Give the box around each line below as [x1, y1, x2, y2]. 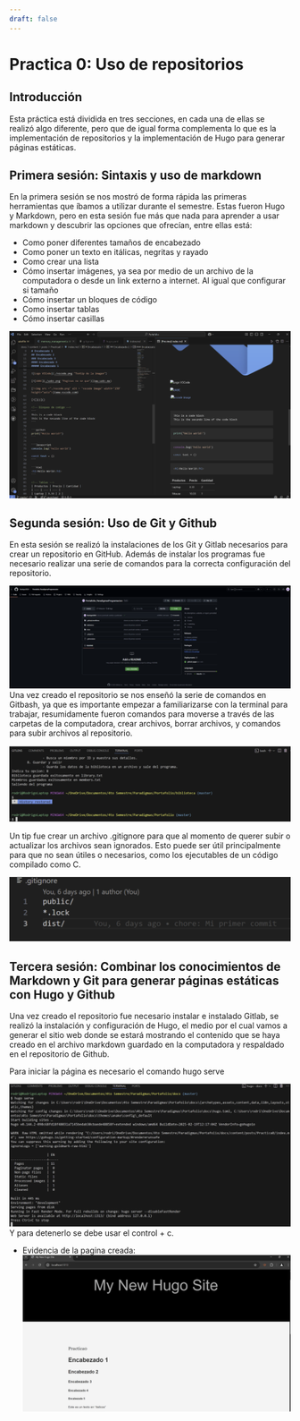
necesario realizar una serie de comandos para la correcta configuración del [9, 558, 292, 569]
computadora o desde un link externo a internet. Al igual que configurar [21, 276, 287, 286]
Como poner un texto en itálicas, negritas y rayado [21, 247, 209, 258]
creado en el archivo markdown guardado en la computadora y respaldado [9, 1039, 285, 1051]
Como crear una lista [21, 256, 100, 268]
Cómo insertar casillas [21, 313, 105, 324]
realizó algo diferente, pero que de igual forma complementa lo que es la [9, 123, 277, 133]
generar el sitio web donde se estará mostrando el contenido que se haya [9, 1030, 280, 1041]
